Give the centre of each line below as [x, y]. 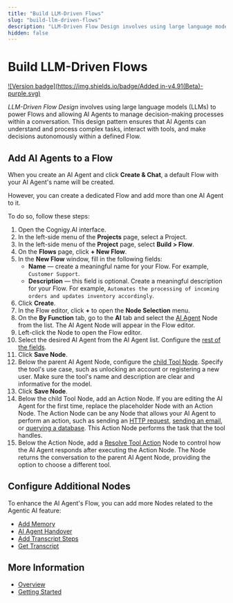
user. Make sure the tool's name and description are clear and [106, 377]
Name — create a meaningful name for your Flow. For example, [119, 266]
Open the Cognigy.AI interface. [62, 230]
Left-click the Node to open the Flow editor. [80, 332]
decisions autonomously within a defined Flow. [74, 136]
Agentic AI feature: [35, 510]
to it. [14, 203]
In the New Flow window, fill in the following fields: [90, 259]
